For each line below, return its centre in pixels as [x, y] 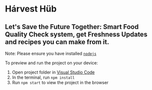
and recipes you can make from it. [57, 42]
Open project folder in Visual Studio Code [53, 72]
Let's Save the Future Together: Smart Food [72, 27]
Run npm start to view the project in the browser [60, 82]
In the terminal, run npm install [43, 77]
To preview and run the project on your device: [51, 63]
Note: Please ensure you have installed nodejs [51, 53]
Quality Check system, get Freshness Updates [76, 34]
